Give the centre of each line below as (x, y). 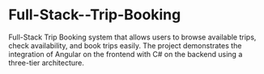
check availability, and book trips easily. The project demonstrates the (125, 45)
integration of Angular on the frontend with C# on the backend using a (126, 54)
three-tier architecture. (47, 63)
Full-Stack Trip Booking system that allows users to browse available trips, (132, 37)
